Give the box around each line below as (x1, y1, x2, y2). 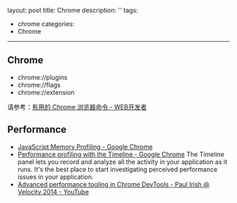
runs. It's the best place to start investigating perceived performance (17, 165, 218, 173)
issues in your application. (17, 173, 94, 181)
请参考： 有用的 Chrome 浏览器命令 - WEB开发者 (7, 103, 147, 111)
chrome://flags (17, 81, 61, 89)
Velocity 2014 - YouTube (17, 187, 90, 196)
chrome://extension (17, 88, 75, 96)
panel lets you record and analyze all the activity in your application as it (17, 157, 228, 166)
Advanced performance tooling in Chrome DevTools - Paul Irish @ (17, 180, 210, 188)
